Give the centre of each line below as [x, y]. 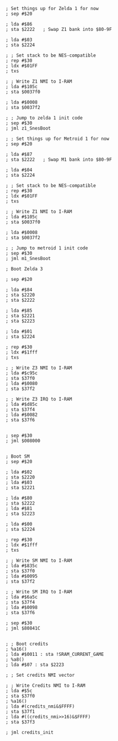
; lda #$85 [19, 311]
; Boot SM [18, 457]
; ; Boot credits [27, 644]
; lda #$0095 [22, 576]
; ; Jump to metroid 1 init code [47, 248]
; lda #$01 [19, 332]
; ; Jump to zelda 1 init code [44, 118]
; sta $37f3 [20, 722]
